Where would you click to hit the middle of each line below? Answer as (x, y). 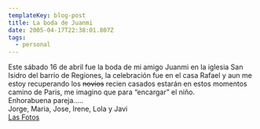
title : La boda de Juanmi (50, 23)
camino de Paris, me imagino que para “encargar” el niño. (101, 92)
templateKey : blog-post (47, 15)
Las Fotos (24, 117)
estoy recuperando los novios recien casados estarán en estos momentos (128, 84)
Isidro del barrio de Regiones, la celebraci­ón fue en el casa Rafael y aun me (130, 76)
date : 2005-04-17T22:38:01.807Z (61, 30)
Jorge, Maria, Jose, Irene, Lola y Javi (68, 109)
